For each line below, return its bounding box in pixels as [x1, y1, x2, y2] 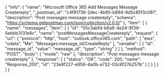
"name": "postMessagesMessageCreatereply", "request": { [38, 30, 158, 36]
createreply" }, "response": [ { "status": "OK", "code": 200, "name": [5, 56, 141, 62]
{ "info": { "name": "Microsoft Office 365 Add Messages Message [5, 4, 138, 10]
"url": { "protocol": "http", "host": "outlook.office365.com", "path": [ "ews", [5, 35, 156, 41]
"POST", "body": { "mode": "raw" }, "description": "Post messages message [5, 51, 160, 57]
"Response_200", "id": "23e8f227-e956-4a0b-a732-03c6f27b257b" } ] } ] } [5, 61, 159, 67]
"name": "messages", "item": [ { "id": [5, 25, 80, 31]
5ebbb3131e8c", [5, 30, 38, 36]
